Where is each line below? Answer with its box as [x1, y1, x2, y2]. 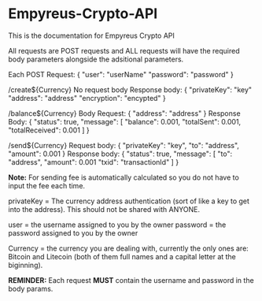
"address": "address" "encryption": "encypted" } [8, 93, 167, 102]
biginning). [8, 260, 43, 269]
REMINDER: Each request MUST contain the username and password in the [8, 275, 254, 284]
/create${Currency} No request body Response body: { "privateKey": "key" [8, 84, 253, 95]
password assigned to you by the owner [8, 228, 138, 237]
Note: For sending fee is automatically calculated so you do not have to [8, 173, 240, 182]
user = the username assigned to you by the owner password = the [8, 220, 227, 229]
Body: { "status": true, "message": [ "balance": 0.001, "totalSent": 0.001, [8, 117, 242, 126]
